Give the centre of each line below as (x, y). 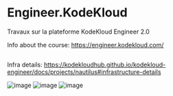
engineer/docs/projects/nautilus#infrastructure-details (84, 72)
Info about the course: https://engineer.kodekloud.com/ (85, 45)
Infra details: (25, 65)
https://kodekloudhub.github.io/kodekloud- (105, 65)
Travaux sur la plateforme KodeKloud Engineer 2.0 (78, 32)
